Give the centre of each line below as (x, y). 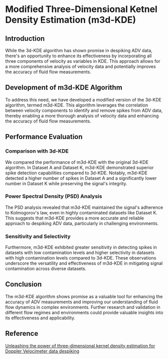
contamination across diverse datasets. (46, 269)
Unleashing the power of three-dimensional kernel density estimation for (80, 345)
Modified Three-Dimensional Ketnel (81, 9)
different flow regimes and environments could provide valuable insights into (84, 312)
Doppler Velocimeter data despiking (42, 351)
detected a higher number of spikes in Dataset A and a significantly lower (81, 178)
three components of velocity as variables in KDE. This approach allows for (83, 61)
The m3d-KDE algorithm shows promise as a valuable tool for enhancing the (84, 296)
